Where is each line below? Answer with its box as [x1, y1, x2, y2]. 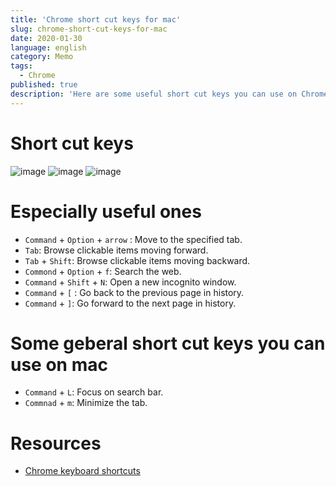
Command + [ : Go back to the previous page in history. [24, 286, 245, 298]
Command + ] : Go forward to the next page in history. [24, 297, 237, 309]
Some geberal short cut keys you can [10, 332, 326, 355]
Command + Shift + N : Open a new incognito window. [24, 276, 237, 288]
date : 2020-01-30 [10, 33, 83, 43]
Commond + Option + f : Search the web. [24, 265, 182, 277]
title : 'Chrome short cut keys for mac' [10, 14, 182, 25]
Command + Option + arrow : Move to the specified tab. [24, 233, 243, 245]
